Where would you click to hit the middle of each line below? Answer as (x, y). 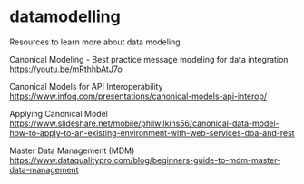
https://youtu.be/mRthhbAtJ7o (66, 69)
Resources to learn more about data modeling (95, 42)
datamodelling (65, 17)
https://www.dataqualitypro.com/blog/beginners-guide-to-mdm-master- (145, 160)
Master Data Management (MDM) (72, 150)
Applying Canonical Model (59, 113)
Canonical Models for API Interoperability (86, 86)
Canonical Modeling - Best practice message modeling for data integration (149, 59)
